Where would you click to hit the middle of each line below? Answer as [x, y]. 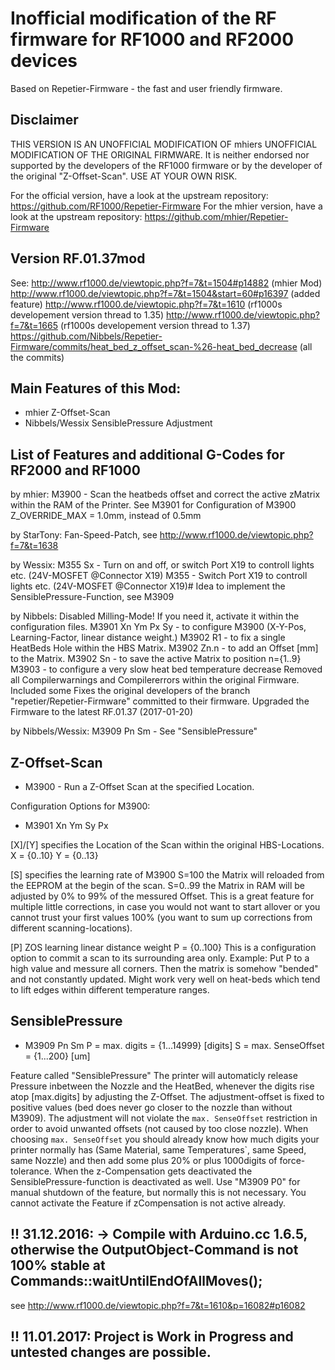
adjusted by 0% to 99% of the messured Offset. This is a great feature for [162, 896]
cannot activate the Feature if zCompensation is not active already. [148, 1203]
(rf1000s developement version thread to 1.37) [155, 325]
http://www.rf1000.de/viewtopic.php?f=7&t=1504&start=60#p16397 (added [165, 293]
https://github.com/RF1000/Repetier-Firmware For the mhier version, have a [166, 206]
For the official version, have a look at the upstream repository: [139, 195]
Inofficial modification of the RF [143, 18]
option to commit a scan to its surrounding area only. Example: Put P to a [160, 958]
